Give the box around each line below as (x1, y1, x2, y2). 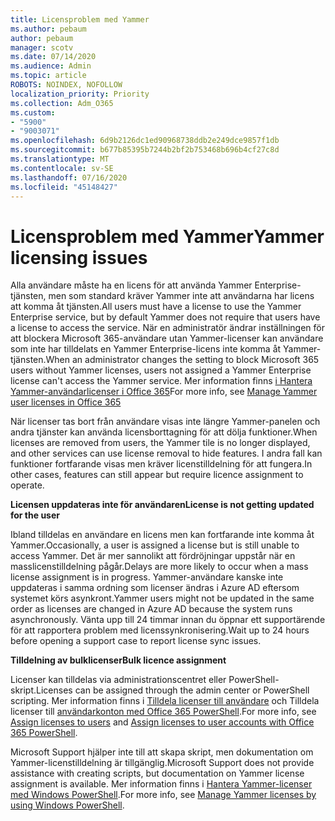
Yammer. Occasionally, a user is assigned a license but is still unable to (10, 539, 300, 551)
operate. (10, 479, 45, 491)
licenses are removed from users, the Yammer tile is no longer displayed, (10, 437, 311, 449)
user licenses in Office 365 (10, 396, 122, 408)
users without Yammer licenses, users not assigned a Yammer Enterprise (10, 364, 312, 376)
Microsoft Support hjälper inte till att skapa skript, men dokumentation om (10, 746, 314, 758)
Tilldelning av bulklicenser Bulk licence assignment (10, 654, 227, 666)
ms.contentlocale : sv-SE (10, 163, 114, 173)
